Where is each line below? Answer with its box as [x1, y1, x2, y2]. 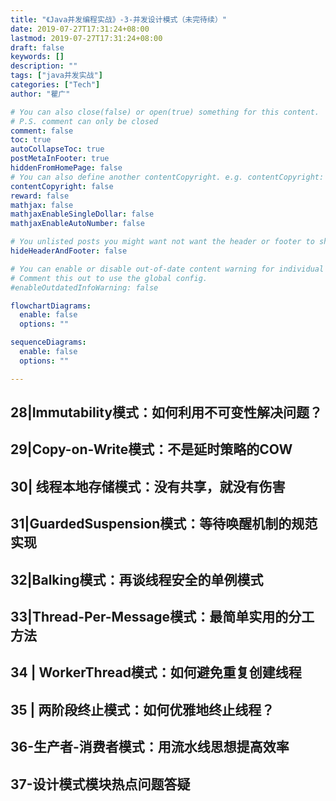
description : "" [10, 61, 78, 71]
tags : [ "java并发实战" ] [10, 71, 103, 81]
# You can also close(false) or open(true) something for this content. [10, 107, 320, 117]
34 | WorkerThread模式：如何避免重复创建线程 [10, 664, 302, 681]
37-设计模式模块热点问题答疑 [10, 776, 191, 793]
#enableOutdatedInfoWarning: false [10, 282, 159, 293]
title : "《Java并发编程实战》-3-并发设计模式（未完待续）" [10, 14, 227, 25]
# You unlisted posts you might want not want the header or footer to [10, 237, 315, 247]
